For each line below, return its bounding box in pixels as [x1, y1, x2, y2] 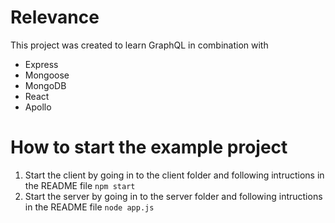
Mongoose [24, 69, 70, 81]
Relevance [10, 6, 100, 29]
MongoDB [24, 79, 67, 91]
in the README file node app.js [24, 201, 155, 213]
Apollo [24, 101, 52, 113]
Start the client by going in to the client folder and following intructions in [24, 169, 325, 181]
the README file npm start [24, 179, 136, 191]
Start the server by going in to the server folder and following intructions [24, 190, 323, 202]
